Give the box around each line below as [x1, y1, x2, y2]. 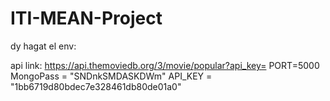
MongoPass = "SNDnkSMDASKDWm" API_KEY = [10, 70, 213, 82]
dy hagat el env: [10, 40, 77, 52]
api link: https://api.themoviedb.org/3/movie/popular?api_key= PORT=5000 [10, 59, 320, 71]
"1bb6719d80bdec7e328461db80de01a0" [10, 80, 182, 92]
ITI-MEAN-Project [10, 7, 163, 30]
